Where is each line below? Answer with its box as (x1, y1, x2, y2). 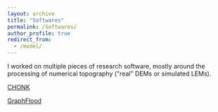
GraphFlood (7, 97, 42, 105)
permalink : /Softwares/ (7, 23, 77, 30)
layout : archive (7, 10, 55, 17)
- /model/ (13, 43, 42, 50)
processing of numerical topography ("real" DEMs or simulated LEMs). (7, 69, 212, 78)
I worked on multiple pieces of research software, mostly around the (7, 62, 205, 70)
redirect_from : (7, 36, 52, 43)
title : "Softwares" (7, 17, 65, 24)
